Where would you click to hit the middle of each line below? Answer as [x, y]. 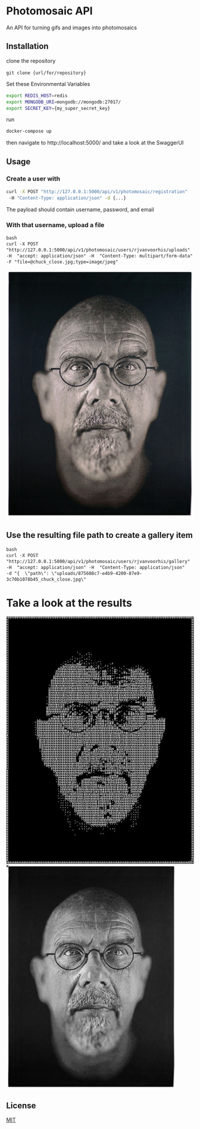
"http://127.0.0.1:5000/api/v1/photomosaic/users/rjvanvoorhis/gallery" [98, 562]
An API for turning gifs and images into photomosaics [71, 27]
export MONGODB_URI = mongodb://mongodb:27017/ [63, 102]
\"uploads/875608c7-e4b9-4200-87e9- [97, 574]
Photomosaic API [50, 11]
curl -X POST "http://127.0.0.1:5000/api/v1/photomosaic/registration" [97, 192]
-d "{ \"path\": [28, 574]
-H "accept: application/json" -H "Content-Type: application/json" [96, 568]
